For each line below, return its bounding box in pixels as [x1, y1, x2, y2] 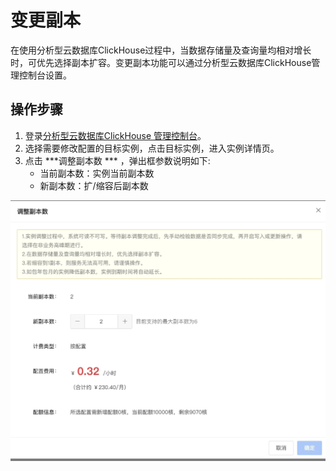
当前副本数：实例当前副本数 [39, 167, 155, 179]
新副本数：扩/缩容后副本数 [39, 179, 149, 191]
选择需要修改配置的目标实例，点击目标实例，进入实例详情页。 [24, 142, 280, 154]
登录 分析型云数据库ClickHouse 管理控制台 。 [24, 129, 207, 141]
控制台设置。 [18, 69, 72, 81]
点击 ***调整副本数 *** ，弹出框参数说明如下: [24, 154, 211, 166]
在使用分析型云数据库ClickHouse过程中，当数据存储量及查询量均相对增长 [10, 44, 312, 56]
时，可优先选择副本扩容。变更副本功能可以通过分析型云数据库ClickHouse [10, 56, 312, 68]
